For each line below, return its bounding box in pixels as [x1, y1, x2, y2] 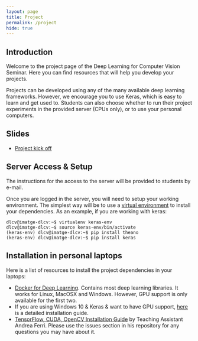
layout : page [6, 8, 38, 15]
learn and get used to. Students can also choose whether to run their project [6, 99, 193, 106]
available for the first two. [14, 297, 77, 304]
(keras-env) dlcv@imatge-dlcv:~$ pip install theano [6, 229, 139, 235]
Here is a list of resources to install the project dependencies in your [6, 267, 173, 274]
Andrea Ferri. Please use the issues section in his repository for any [14, 321, 180, 329]
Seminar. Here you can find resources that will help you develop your [6, 69, 174, 76]
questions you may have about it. [14, 328, 96, 335]
